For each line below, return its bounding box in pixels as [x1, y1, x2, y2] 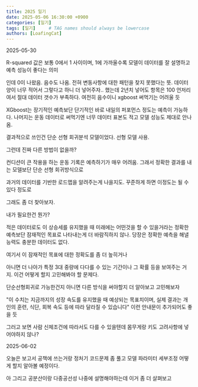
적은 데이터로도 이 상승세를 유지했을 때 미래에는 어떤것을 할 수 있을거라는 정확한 [6, 224, 189, 231]
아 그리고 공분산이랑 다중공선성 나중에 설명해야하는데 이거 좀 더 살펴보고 [6, 375, 172, 382]
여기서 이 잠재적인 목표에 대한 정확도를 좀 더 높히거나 [6, 251, 128, 258]
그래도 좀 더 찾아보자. [6, 199, 55, 206]
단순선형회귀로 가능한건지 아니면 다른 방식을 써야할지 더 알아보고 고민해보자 [6, 284, 180, 291]
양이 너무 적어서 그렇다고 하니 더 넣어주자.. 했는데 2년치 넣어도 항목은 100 [6, 86, 176, 93]
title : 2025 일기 [6, 8, 46, 15]
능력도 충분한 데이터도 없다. [6, 239, 70, 246]
